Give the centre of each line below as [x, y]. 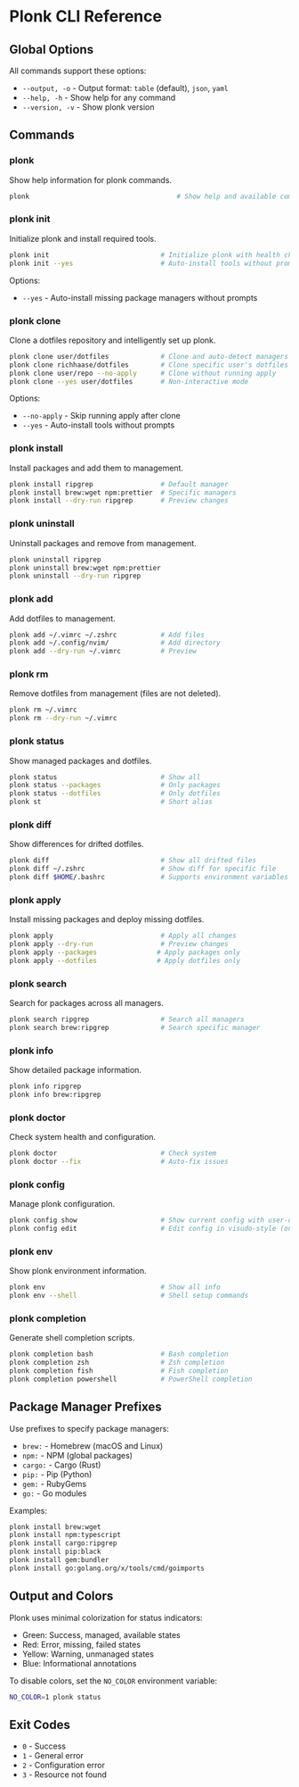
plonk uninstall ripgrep [55, 560]
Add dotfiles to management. [62, 619]
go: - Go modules [54, 1493]
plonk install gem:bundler [59, 1560]
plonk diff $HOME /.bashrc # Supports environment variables [149, 877]
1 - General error [53, 1756]
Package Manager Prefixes [85, 1407]
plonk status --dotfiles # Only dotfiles [115, 794]
